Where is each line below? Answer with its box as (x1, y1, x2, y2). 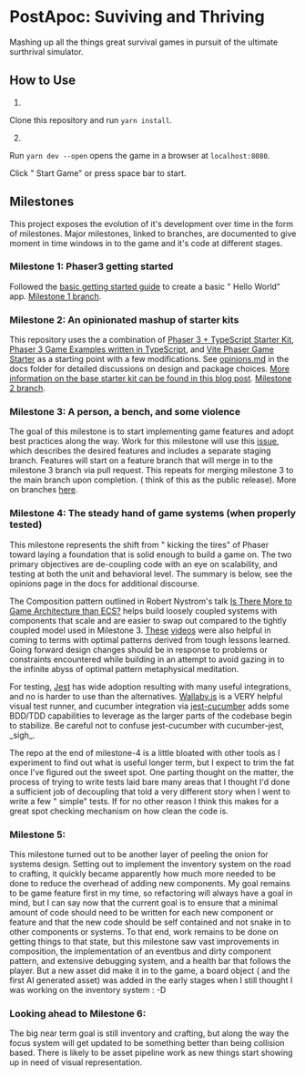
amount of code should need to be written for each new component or (9, 907, 274, 918)
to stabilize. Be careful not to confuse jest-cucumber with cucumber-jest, (9, 720, 285, 730)
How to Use (9, 73, 76, 88)
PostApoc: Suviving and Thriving (9, 6, 266, 27)
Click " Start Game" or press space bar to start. (9, 167, 187, 179)
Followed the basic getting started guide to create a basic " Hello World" (9, 281, 280, 292)
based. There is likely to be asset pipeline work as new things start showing (9, 1047, 293, 1059)
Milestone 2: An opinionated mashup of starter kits (9, 313, 239, 326)
